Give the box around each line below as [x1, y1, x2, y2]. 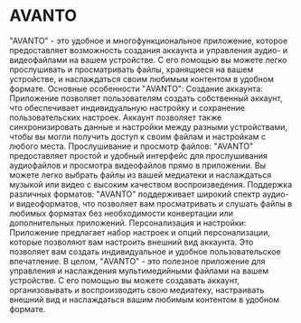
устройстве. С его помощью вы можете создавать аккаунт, [9, 274, 240, 285]
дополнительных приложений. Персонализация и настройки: [9, 217, 247, 228]
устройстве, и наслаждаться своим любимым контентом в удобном [9, 73, 274, 84]
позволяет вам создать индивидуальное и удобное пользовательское [9, 245, 282, 257]
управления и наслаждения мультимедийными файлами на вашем [9, 265, 269, 276]
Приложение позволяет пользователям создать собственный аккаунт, [9, 92, 283, 104]
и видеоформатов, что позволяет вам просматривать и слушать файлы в [9, 198, 293, 208]
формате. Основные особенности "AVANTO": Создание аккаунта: [9, 83, 264, 94]
